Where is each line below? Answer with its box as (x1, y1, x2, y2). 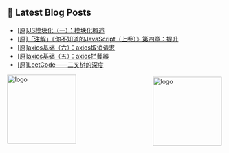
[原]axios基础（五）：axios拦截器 (17, 52, 109, 60)
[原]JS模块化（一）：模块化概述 (17, 25, 105, 34)
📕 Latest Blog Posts (7, 7, 91, 19)
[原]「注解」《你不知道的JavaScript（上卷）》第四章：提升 (17, 34, 179, 43)
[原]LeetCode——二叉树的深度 (17, 60, 105, 69)
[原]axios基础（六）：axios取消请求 (17, 43, 116, 52)
